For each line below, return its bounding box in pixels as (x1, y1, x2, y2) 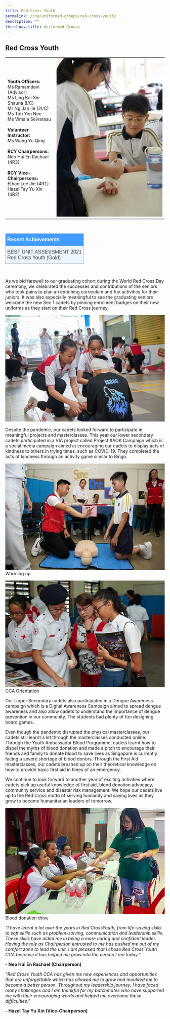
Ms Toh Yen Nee (7, 111, 42, 117)
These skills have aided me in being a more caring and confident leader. (5, 935, 157, 941)
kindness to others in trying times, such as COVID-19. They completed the (5, 448, 159, 454)
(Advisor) (7, 89, 27, 96)
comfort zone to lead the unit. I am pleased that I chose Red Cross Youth (5, 946, 157, 952)
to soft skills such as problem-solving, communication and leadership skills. (5, 930, 164, 936)
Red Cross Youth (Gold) (7, 254, 61, 261)
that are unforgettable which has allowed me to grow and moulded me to (5, 976, 158, 983)
